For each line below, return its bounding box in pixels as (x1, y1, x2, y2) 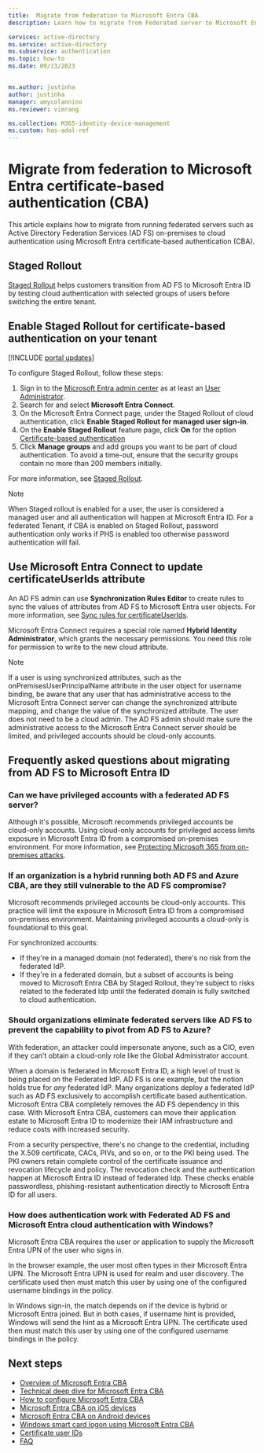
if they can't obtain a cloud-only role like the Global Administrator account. (8, 1051, 250, 1060)
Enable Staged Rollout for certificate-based (8, 320, 226, 333)
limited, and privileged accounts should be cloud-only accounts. (8, 731, 216, 740)
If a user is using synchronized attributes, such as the (8, 673, 182, 682)
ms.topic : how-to (8, 55, 65, 63)
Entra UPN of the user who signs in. (8, 1246, 124, 1255)
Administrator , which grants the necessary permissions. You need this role (8, 633, 252, 643)
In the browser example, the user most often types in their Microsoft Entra (8, 1260, 247, 1270)
